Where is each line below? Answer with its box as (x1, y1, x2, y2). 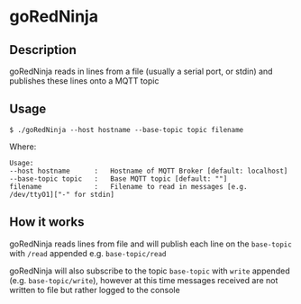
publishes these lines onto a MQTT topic (9, 76, 160, 86)
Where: (9, 141, 37, 152)
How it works (9, 214, 85, 230)
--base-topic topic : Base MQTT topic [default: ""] (9, 174, 228, 183)
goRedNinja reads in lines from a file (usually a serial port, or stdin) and (9, 66, 273, 76)
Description (9, 42, 77, 58)
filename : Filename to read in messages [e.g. (9, 182, 248, 191)
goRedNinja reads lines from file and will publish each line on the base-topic (9, 238, 293, 249)
